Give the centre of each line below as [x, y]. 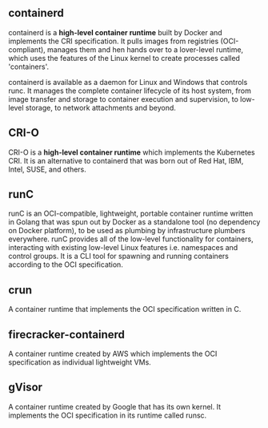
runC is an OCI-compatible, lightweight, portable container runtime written [131, 214]
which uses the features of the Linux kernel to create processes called [124, 58]
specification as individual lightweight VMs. [80, 362]
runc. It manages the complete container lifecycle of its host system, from [130, 91]
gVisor [25, 388]
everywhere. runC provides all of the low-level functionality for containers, [131, 239]
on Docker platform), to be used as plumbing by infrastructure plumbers [127, 231]
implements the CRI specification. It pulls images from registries [114, 41]
